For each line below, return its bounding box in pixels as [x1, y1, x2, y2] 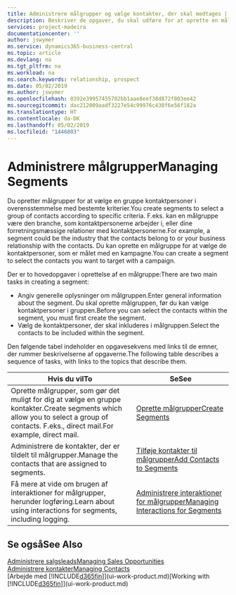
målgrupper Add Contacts [136, 455, 220, 465]
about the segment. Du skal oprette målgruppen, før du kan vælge [17, 299, 209, 307]
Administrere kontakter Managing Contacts [7, 565, 130, 573]
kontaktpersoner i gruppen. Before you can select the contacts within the [17, 306, 228, 315]
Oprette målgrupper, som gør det [11, 386, 120, 396]
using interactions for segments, [11, 506, 117, 515]
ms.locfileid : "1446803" [7, 128, 80, 135]
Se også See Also [7, 538, 83, 550]
